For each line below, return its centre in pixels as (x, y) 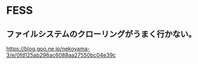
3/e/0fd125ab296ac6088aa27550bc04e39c (61, 55)
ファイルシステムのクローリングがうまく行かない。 (101, 34)
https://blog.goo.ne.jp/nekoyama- (48, 49)
